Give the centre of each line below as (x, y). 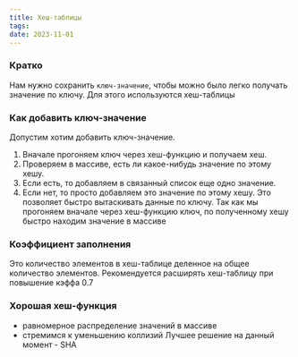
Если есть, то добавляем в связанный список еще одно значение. (149, 183)
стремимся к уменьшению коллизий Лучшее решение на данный (148, 335)
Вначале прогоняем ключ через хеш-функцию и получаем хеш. (144, 154)
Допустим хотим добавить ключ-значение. (93, 137)
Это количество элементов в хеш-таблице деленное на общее (129, 264)
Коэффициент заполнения (70, 244)
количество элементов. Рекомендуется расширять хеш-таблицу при (141, 273)
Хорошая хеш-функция (63, 306)
